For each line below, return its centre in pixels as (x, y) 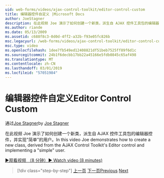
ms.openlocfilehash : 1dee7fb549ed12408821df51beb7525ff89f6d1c (71, 50)
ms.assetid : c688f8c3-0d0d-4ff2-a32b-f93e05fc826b (58, 37)
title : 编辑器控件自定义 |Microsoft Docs (45, 14)
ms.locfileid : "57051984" (31, 73)
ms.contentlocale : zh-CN (30, 64)
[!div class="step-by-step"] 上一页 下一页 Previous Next (72, 170)
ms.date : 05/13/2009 (26, 32)
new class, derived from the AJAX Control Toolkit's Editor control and (75, 145)
